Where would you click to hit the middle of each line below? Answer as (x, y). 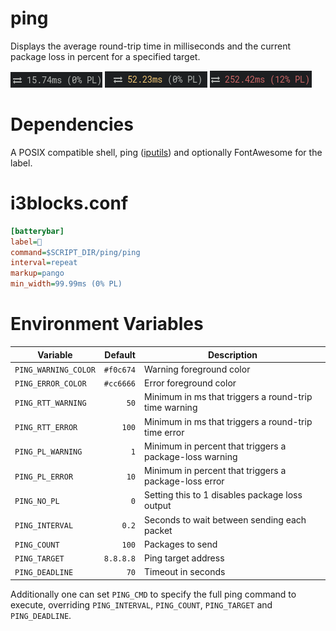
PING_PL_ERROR (44, 477)
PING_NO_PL (37, 501)
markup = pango (37, 273)
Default (120, 354)
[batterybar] (37, 231)
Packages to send (180, 544)
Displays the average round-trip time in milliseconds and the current (151, 46)
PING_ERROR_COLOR (50, 384)
